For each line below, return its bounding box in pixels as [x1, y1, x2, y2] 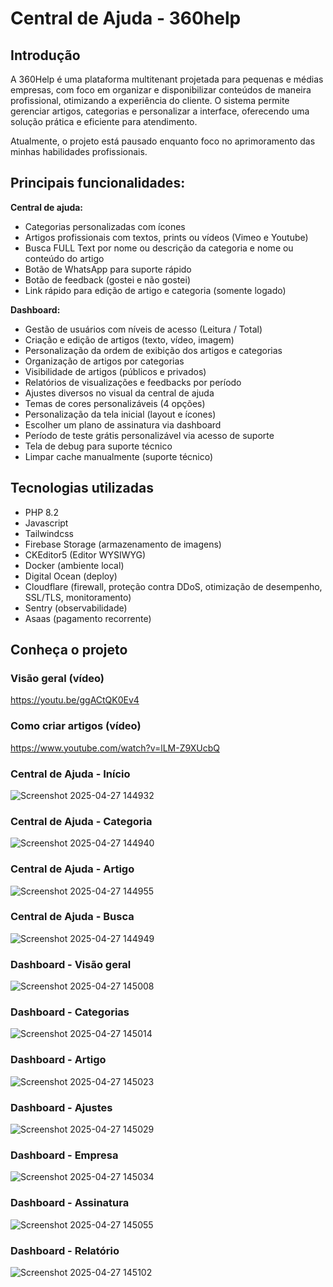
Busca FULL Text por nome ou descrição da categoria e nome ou [24, 242, 294, 254]
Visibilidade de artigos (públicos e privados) [24, 365, 207, 377]
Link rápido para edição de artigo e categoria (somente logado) [24, 284, 287, 296]
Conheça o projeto [10, 642, 128, 659]
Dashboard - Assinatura [10, 1196, 130, 1210]
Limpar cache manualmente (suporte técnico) [24, 450, 214, 462]
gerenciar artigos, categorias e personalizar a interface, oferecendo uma [10, 105, 310, 117]
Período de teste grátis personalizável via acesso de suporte [24, 429, 275, 441]
